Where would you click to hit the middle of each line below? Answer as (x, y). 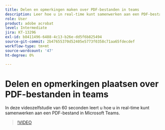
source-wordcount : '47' (29, 51)
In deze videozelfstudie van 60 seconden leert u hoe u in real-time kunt (77, 108)
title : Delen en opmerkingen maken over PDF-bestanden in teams (72, 10)
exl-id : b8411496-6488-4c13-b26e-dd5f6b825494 (54, 37)
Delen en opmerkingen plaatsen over (82, 84)
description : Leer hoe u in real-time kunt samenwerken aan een (72, 14)
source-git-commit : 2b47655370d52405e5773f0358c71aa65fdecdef (70, 42)
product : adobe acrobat (29, 23)
